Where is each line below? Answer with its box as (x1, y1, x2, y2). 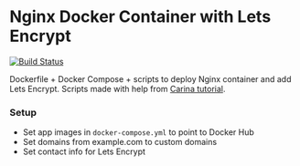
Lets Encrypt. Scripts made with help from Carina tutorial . (9, 83, 226, 94)
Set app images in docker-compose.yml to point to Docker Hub (22, 127, 254, 138)
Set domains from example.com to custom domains (22, 137, 218, 148)
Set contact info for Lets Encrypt (22, 146, 146, 157)
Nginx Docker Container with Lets (9, 6, 272, 27)
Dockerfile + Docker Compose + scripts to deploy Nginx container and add (9, 73, 292, 84)
